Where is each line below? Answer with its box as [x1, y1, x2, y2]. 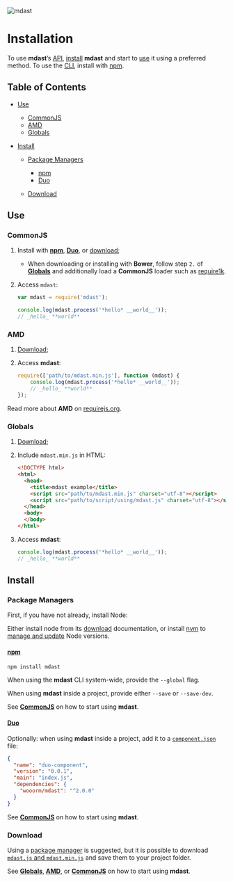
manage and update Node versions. [7, 632, 110, 640]
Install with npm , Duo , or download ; [17, 246, 120, 255]
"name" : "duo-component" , [13, 762, 89, 769]
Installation [7, 31, 74, 47]
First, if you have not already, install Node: [7, 611, 128, 619]
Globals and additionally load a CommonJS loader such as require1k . [27, 267, 226, 275]
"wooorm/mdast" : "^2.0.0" [19, 787, 95, 794]
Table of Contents [7, 81, 87, 93]
